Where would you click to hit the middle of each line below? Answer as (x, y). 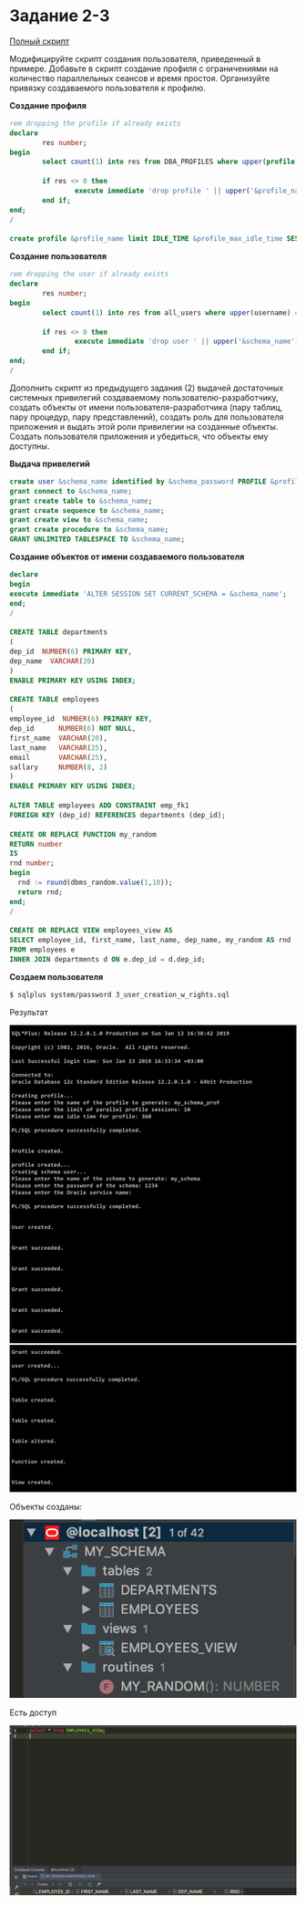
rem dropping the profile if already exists (95, 123)
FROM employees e (42, 950)
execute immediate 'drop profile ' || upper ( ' (164, 191)
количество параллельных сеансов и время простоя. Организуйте (140, 78)
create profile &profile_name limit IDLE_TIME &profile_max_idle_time (146, 239)
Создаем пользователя (56, 976)
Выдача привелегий (50, 463)
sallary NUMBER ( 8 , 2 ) (58, 767)
